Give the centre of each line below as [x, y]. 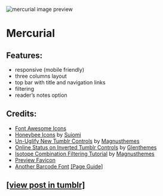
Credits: [21, 114]
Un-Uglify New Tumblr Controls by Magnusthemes [77, 141]
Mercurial [31, 33]
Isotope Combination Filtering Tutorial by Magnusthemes [84, 154]
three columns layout [41, 76]
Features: [24, 55]
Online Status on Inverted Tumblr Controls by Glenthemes [86, 147]
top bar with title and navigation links [60, 82]
